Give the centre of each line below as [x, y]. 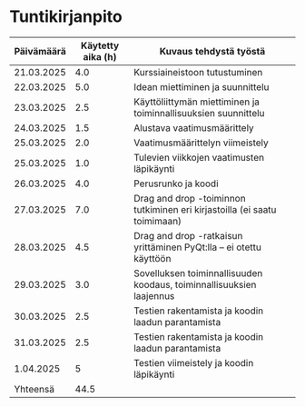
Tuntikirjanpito [66, 17]
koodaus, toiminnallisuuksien [195, 284]
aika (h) [100, 56]
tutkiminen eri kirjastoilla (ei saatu [205, 209]
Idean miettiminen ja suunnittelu [201, 86]
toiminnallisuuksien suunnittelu [199, 113]
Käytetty [100, 45]
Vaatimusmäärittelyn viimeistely [201, 143]
